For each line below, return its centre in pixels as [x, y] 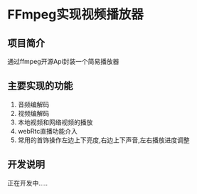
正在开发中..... [28, 183]
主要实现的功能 [40, 86]
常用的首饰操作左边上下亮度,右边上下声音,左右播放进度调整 [103, 140]
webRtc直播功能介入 [48, 131]
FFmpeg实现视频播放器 [75, 15]
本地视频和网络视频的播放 [55, 122]
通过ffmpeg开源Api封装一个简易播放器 [63, 61]
